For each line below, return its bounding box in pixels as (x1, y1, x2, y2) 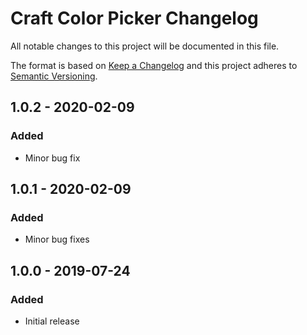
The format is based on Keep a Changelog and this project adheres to (10, 59, 298, 71)
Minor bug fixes (24, 233, 90, 246)
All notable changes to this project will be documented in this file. (10, 40, 280, 52)
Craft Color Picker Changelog (10, 7, 259, 30)
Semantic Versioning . (10, 70, 98, 82)
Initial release (24, 315, 80, 327)
